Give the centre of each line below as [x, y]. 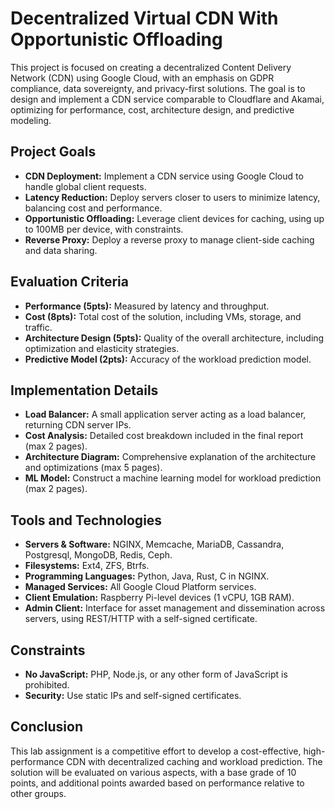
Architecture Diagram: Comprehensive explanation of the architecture [170, 457]
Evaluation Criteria [69, 282]
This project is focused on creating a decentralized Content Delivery [151, 67]
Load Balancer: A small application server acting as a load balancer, [165, 414]
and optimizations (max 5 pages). [93, 468]
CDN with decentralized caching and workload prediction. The [194, 761]
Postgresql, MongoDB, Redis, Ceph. [98, 555]
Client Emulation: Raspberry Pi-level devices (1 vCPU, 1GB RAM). [159, 598]
